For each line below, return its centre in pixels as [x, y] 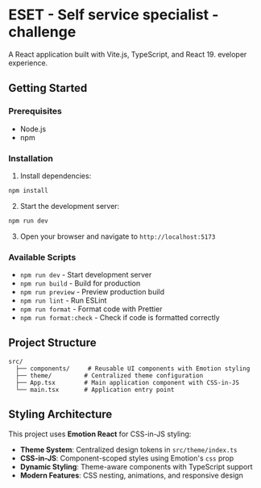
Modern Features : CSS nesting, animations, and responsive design [131, 475]
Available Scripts [42, 257]
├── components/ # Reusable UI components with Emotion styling [133, 369]
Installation [31, 158]
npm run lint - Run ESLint [63, 300]
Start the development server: [70, 206]
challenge [42, 32]
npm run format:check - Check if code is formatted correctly [120, 317]
